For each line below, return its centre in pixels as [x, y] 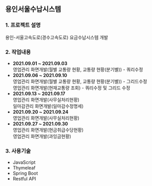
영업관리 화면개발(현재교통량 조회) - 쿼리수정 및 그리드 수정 [71, 88]
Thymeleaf [24, 168]
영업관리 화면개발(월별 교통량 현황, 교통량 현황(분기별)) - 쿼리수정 [78, 69]
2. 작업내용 [18, 52]
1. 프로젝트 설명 [23, 25]
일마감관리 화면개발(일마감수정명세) [48, 106]
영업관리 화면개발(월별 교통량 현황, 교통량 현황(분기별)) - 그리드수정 [80, 81]
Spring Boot [25, 173]
